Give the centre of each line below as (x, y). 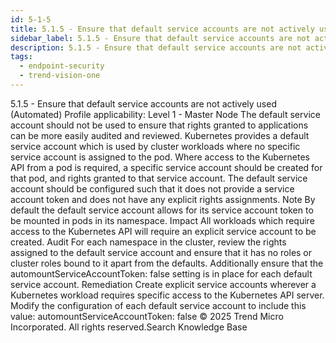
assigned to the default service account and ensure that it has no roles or (161, 252)
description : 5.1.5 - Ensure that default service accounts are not (156, 47)
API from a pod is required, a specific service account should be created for (166, 167)
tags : (21, 57)
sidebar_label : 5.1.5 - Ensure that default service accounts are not (160, 38)
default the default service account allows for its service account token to (162, 210)
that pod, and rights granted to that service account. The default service (159, 178)
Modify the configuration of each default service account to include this (158, 305)
